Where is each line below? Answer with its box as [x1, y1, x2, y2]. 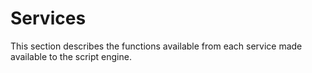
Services [10, 7, 87, 30]
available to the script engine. [10, 50, 132, 62]
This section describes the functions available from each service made [10, 40, 303, 52]
